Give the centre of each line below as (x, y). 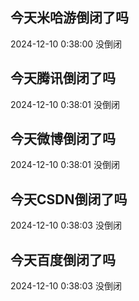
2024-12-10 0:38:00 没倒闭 (66, 44)
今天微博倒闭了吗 (63, 139)
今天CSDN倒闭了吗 (69, 199)
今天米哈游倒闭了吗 (69, 18)
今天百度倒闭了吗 (63, 259)
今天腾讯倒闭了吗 (63, 78)
